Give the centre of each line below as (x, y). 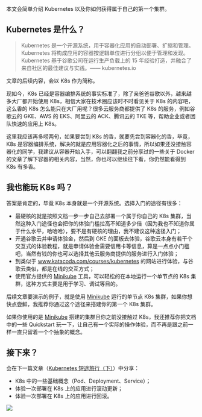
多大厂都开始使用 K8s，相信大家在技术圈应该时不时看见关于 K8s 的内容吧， (100, 101)
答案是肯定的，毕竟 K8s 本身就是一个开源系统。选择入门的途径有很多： (94, 203)
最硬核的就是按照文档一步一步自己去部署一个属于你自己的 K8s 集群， (101, 216)
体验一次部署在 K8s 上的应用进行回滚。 (64, 396)
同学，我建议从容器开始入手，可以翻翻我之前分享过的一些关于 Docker (108, 151)
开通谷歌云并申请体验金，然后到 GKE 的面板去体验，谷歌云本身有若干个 (104, 238)
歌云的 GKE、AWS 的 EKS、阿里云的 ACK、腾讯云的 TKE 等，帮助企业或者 (98, 116)
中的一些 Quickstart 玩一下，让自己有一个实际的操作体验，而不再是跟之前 (97, 324)
